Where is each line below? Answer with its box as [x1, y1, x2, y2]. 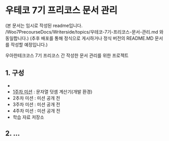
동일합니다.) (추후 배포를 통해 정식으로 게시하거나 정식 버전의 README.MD [5, 35, 154, 41]
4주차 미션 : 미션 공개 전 [12, 107, 61, 114]
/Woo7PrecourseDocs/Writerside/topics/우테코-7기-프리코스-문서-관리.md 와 [5, 29, 164, 35]
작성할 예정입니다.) [10, 41, 48, 47]
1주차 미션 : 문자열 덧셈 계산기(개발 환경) [12, 89, 93, 95]
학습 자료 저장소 [12, 114, 44, 120]
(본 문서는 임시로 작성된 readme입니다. [5, 22, 83, 29]
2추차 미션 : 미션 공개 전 [12, 95, 60, 101]
